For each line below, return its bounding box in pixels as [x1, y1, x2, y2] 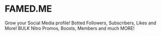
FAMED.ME [5, 3, 52, 15]
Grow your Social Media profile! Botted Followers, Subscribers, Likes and [5, 20, 156, 26]
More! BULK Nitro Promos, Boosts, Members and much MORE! [5, 25, 135, 31]
